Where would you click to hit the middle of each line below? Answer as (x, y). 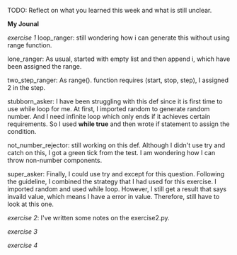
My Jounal (23, 24)
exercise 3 (22, 232)
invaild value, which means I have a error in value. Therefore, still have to (114, 197)
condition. (22, 131)
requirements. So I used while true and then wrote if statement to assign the (118, 124)
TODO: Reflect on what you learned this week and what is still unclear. (110, 10)
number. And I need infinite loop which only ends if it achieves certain (109, 117)
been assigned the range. (45, 66)
